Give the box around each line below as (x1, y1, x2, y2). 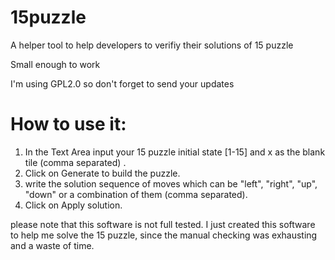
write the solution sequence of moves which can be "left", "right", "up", (24, 177, 318, 190)
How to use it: (10, 113, 127, 136)
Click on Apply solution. (24, 199, 123, 211)
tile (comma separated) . (24, 156, 127, 168)
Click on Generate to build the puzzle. (24, 167, 181, 179)
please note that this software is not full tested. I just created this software (10, 218, 316, 230)
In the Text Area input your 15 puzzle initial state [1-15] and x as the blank (24, 146, 326, 158)
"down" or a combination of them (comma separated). (24, 188, 248, 200)
